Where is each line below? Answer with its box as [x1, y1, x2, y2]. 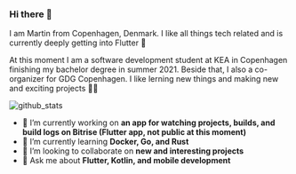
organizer [9, 74, 44, 84]
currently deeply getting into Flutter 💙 [9, 37, 147, 48]
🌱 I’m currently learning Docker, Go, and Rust [21, 137, 189, 147]
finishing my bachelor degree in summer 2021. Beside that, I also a [9, 64, 253, 75]
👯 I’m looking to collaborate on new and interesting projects [21, 146, 244, 156]
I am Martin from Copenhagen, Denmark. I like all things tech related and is [9, 28, 284, 39]
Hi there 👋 [9, 8, 53, 20]
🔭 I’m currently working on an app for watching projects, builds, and [21, 117, 276, 128]
